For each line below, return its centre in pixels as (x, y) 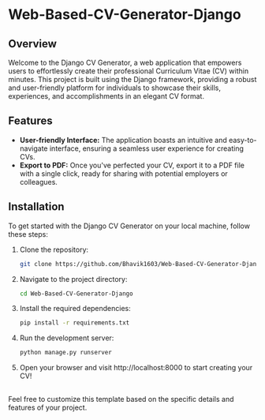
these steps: (28, 234)
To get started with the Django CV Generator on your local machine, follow (129, 226)
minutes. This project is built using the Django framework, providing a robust (132, 79)
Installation (36, 207)
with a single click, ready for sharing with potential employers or (124, 173)
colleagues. (38, 182)
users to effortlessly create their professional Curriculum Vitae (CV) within (129, 71)
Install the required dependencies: (75, 309)
